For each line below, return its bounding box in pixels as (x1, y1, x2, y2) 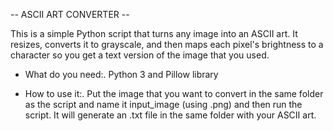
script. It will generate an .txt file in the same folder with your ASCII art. (24, 109, 317, 121)
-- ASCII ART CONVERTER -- (10, 9, 130, 20)
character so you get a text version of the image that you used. (10, 49, 270, 61)
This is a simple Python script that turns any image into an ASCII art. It (10, 28, 298, 39)
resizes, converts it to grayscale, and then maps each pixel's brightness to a (10, 39, 324, 50)
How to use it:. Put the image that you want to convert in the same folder (24, 88, 324, 99)
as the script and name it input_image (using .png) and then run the (24, 99, 303, 110)
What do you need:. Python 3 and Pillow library (24, 69, 219, 80)
